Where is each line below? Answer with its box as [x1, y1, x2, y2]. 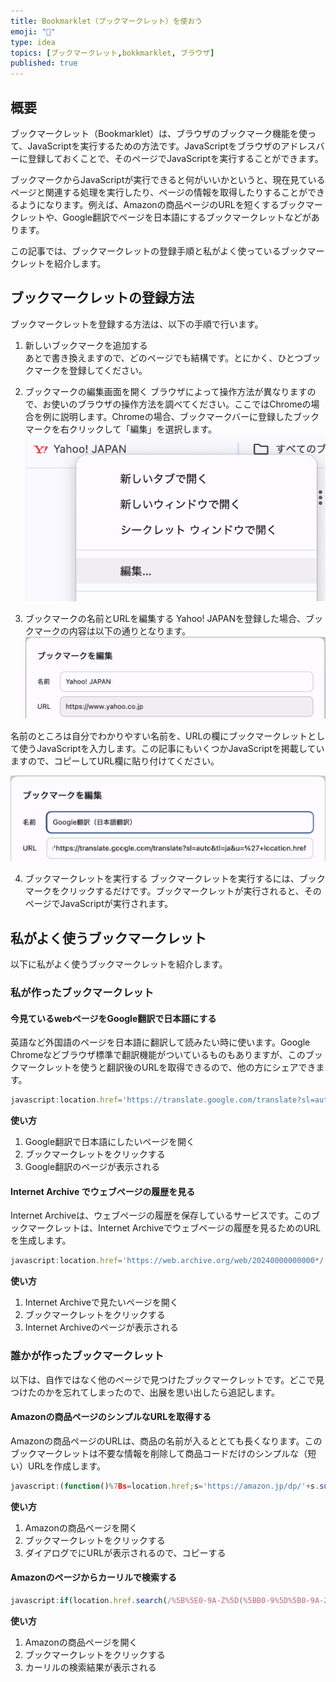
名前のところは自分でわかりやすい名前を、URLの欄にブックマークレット [10, 730, 308, 742]
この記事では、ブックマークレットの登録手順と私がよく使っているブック [10, 245, 308, 257]
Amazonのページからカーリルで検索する [10, 1571, 178, 1584]
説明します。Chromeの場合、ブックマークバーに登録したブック [59, 410, 320, 422]
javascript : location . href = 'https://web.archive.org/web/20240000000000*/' [10, 1256, 329, 1266]
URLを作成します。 [27, 1460, 106, 1472]
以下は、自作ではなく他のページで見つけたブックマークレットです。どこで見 [10, 1373, 325, 1385]
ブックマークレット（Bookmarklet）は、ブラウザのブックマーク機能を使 [10, 127, 308, 139]
